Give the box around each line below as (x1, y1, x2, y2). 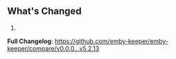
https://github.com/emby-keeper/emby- (54, 37, 168, 45)
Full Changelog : (7, 37, 53, 45)
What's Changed (7, 5, 82, 17)
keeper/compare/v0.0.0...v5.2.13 (7, 44, 100, 52)
